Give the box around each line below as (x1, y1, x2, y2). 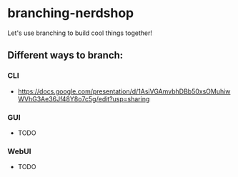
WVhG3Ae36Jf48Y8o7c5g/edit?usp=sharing (17, 94, 150, 103)
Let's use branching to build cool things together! (7, 29, 152, 37)
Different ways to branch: (7, 49, 124, 61)
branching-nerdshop (7, 5, 134, 21)
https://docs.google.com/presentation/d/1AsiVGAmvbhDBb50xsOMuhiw (17, 87, 231, 96)
